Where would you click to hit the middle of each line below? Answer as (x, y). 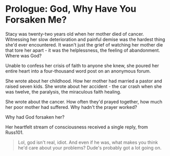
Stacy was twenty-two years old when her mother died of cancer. (75, 34)
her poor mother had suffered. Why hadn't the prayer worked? (71, 107)
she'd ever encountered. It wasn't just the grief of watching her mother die (84, 44)
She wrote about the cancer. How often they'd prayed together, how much (84, 102)
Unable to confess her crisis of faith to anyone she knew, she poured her (82, 65)
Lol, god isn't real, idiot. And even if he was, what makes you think (88, 142)
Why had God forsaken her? (35, 117)
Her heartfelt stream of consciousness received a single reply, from (77, 127)
